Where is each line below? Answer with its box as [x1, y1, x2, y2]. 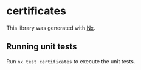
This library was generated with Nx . [6, 24, 95, 31]
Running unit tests [6, 42, 77, 52]
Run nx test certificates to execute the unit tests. [6, 57, 136, 65]
